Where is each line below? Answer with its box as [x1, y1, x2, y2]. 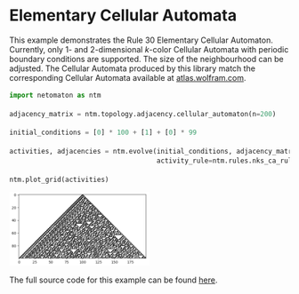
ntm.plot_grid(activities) [9, 175, 109, 184]
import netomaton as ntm [9, 91, 101, 99]
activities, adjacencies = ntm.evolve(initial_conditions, [9, 147, 233, 156]
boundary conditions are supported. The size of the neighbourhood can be [9, 53, 284, 64]
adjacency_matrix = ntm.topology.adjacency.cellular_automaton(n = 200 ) [9, 109, 277, 118]
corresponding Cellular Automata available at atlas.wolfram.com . [9, 72, 246, 83]
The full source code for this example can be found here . [9, 274, 218, 285]
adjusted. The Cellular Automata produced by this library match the [9, 63, 256, 74]
